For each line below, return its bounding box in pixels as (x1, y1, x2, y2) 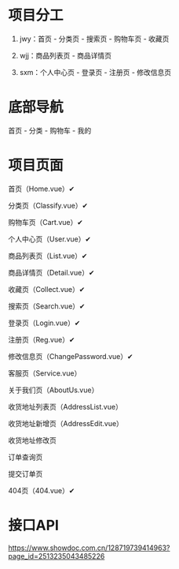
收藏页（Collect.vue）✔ (8, 284, 86, 294)
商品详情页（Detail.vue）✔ (8, 268, 95, 277)
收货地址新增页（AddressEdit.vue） (8, 418, 124, 428)
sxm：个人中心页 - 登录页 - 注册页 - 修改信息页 (19, 67, 172, 77)
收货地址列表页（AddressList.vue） (8, 402, 123, 411)
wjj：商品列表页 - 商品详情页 (19, 51, 112, 60)
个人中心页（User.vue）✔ (8, 234, 92, 244)
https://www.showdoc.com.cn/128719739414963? (8, 543, 170, 552)
